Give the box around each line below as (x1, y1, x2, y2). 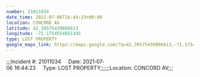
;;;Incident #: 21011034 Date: (6, 57, 82, 65)
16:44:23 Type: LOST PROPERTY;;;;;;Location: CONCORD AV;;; (14, 64, 174, 71)
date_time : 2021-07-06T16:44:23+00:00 (6, 14, 102, 20)
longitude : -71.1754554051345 (6, 31, 82, 37)
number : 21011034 (6, 8, 49, 15)
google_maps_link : (6, 42, 52, 48)
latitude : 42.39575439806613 (6, 25, 79, 31)
